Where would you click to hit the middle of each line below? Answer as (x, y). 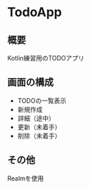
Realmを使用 (26, 178)
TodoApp (34, 12)
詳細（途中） (36, 118)
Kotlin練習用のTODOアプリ (46, 58)
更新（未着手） (39, 126)
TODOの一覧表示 (42, 100)
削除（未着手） (39, 136)
